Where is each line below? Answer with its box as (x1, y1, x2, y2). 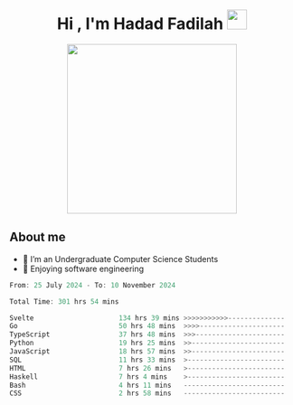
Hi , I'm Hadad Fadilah (57, 14, 224, 34)
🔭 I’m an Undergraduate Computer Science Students (22, 253, 219, 264)
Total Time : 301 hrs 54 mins (9, 297, 119, 306)
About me (9, 230, 66, 245)
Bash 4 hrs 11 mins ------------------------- (9, 381, 285, 390)
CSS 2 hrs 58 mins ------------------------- (9, 389, 285, 398)
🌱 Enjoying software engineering (22, 263, 145, 274)
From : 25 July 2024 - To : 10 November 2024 (9, 280, 176, 289)
